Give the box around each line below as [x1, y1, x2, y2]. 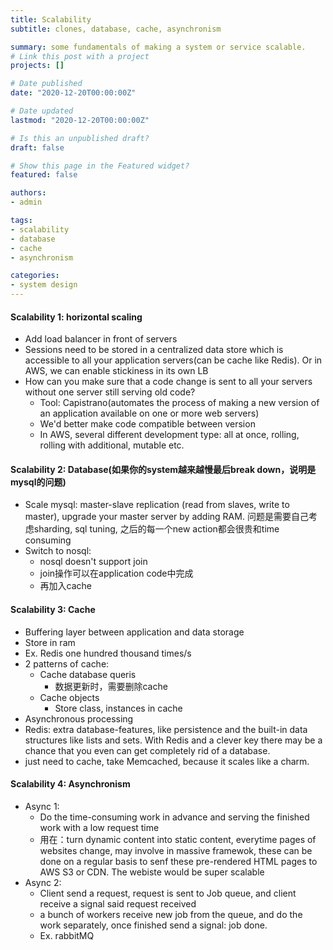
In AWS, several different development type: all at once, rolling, [39, 429, 300, 441]
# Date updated [10, 106, 74, 116]
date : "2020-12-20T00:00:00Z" [10, 88, 137, 98]
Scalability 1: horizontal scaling [10, 311, 143, 323]
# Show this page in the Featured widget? [10, 161, 190, 171]
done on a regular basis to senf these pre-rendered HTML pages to [39, 855, 318, 867]
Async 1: [24, 800, 60, 812]
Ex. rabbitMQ [39, 929, 95, 941]
